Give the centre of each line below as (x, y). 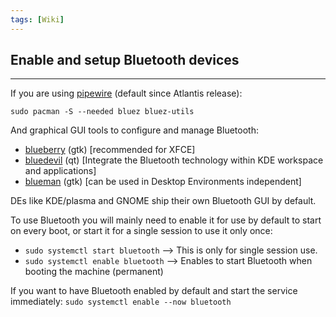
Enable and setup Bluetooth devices (125, 60)
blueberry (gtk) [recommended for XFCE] (110, 150)
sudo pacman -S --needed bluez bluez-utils (102, 112)
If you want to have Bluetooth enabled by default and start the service (154, 291)
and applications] (60, 171)
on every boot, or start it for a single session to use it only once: (141, 231)
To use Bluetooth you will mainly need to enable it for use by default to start (166, 220)
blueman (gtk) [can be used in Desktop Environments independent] (163, 182)
